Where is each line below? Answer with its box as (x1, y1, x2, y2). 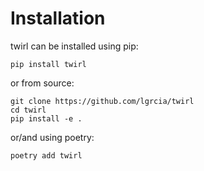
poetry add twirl (10, 150, 83, 161)
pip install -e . (10, 113, 83, 124)
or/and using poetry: (10, 131, 95, 143)
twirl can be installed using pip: (10, 40, 139, 52)
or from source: (10, 77, 75, 89)
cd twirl (10, 105, 47, 115)
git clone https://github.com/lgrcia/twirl (10, 96, 195, 106)
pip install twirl (10, 59, 87, 69)
